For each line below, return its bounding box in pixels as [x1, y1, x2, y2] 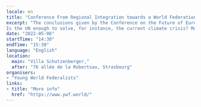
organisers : [6, 70, 36, 75]
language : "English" [6, 48, 58, 53]
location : [6, 53, 31, 59]
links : [6, 81, 23, 87]
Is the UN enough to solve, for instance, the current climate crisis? [6, 25, 188, 32]
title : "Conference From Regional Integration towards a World [6, 14, 167, 20]
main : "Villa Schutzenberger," [11, 58, 90, 64]
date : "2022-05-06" [6, 31, 55, 37]
